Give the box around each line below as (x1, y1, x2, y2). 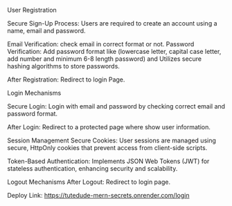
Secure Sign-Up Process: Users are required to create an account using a (7, 19, 217, 27)
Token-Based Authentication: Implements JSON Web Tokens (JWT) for (7, 157, 210, 165)
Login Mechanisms (7, 89, 62, 97)
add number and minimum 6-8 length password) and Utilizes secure (7, 55, 202, 63)
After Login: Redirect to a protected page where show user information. (7, 123, 211, 131)
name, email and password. (7, 27, 86, 35)
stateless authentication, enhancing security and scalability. (7, 165, 178, 172)
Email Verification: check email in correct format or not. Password (7, 40, 195, 48)
